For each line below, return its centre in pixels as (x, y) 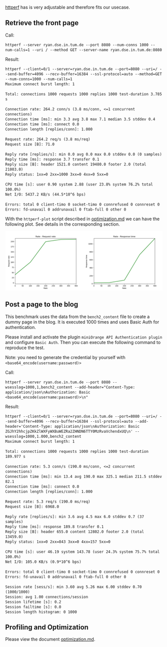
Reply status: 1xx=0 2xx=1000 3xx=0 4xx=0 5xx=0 (57, 174)
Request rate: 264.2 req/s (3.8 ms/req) (48, 139)
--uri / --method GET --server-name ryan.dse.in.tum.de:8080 (97, 50)
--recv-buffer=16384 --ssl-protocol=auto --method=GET (104, 74)
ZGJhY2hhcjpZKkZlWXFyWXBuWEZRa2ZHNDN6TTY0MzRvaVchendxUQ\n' (69, 431)
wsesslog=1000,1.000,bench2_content (43, 436)
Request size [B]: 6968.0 (32, 507)
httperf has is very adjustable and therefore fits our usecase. (67, 7)
